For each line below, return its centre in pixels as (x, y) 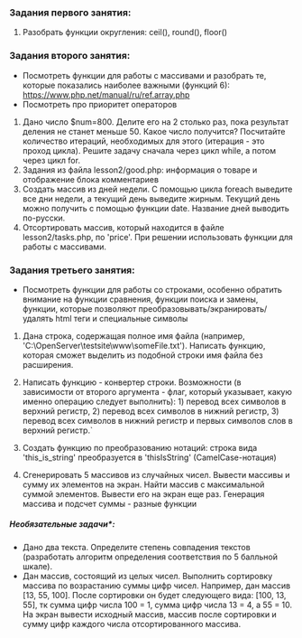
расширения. (48, 364)
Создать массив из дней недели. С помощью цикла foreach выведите (157, 189)
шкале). (37, 566)
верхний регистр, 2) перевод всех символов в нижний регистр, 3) (151, 411)
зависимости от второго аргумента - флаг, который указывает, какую (157, 391)
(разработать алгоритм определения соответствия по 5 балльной (150, 557)
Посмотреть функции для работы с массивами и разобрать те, (144, 75)
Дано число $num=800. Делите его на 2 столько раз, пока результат (156, 122)
